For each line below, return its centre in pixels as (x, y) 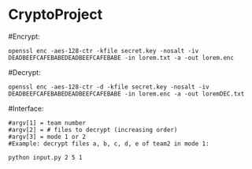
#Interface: (26, 108)
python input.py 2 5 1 (45, 157)
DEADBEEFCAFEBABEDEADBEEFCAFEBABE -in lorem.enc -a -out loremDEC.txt (126, 94)
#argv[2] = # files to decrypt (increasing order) (93, 130)
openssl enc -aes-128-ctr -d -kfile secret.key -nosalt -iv (109, 87)
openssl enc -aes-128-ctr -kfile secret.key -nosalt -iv (104, 51)
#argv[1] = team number (47, 123)
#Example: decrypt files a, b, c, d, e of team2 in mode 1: (109, 144)
